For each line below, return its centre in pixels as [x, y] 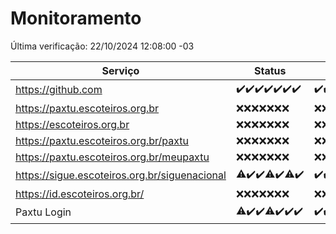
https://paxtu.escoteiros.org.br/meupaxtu [112, 157]
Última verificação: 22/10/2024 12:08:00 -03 [102, 46]
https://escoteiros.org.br [72, 124]
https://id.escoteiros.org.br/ [80, 194]
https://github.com [59, 90]
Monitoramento [76, 18]
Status [270, 70]
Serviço [120, 70]
